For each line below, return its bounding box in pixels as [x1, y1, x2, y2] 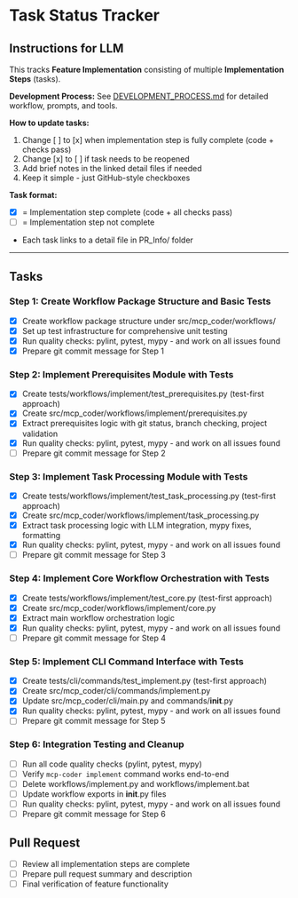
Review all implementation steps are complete [21, 858, 191, 869]
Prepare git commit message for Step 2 [21, 448, 166, 458]
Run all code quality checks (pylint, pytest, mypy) [21, 759, 202, 769]
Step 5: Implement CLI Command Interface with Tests [9, 655, 244, 667]
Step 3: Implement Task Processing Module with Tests [9, 470, 248, 482]
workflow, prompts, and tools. [9, 100, 118, 111]
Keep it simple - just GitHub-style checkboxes [21, 172, 191, 183]
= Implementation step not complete [21, 217, 155, 227]
